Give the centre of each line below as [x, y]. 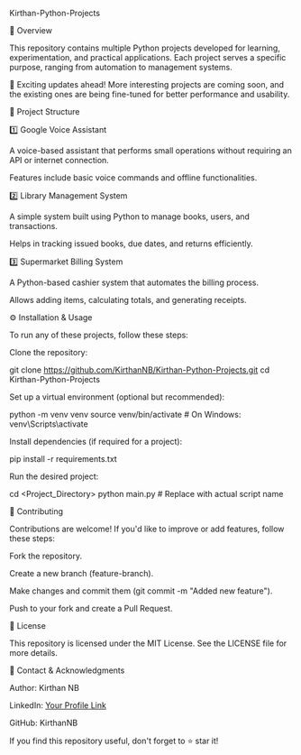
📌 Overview [31, 30]
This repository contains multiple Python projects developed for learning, [145, 48]
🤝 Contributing [36, 511]
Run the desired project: [54, 476]
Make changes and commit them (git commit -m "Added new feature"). [141, 591]
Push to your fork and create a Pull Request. [91, 608]
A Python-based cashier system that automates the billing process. [134, 282]
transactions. [34, 226]
